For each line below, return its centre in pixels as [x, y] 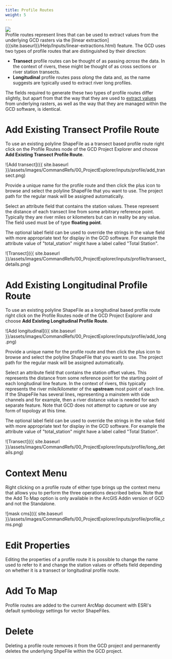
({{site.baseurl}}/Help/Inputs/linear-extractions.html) [61, 45]
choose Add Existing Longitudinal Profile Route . [57, 321]
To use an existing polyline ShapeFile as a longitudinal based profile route [83, 310]
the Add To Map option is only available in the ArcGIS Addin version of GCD [85, 498]
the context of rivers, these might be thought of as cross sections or [85, 66]
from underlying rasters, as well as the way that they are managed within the [86, 104]
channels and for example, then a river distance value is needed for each [82, 400]
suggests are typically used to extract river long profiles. [72, 83]
